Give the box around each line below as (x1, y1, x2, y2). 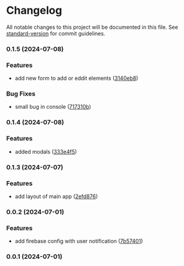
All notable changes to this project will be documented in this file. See (6, 23, 179, 31)
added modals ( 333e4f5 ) (14, 148, 77, 155)
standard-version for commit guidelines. (6, 29, 105, 37)
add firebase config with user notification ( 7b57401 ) (14, 238, 143, 245)
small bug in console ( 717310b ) (14, 103, 92, 110)
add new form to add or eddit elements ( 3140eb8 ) (14, 74, 138, 82)
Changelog (6, 4, 62, 17)
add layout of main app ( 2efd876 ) (14, 193, 98, 200)
